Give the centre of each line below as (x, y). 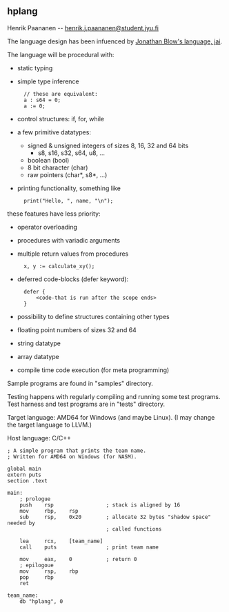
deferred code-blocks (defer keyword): (73, 279)
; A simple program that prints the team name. (77, 451)
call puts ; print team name (89, 547)
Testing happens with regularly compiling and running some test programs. (114, 396)
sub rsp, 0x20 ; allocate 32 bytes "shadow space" (116, 517)
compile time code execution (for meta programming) (93, 370)
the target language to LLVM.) (49, 425)
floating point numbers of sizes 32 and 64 (77, 329)
